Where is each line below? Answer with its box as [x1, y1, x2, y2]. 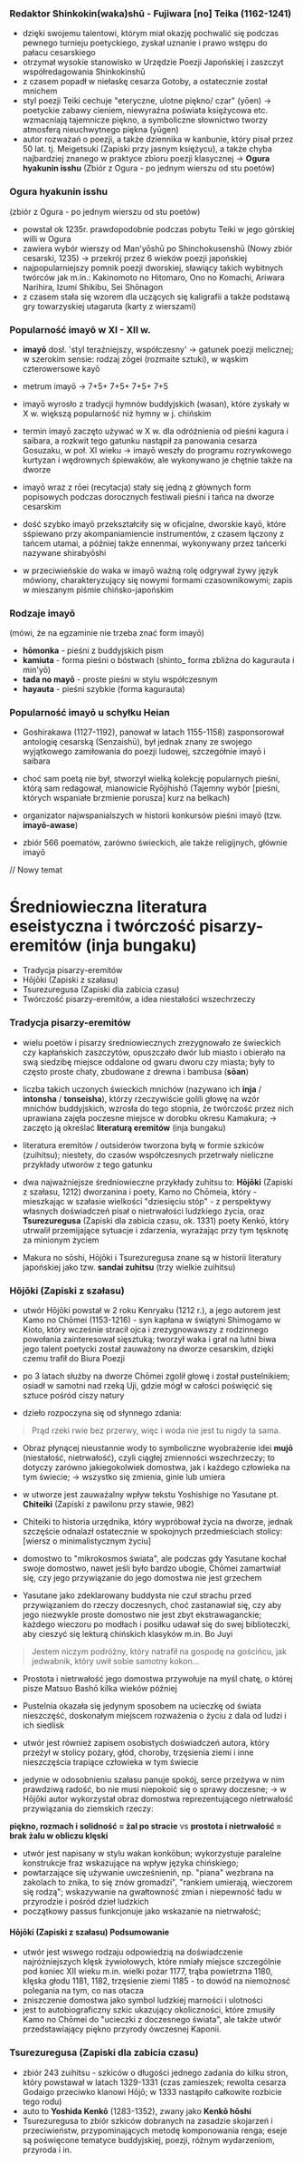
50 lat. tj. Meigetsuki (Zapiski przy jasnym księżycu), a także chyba [22, 143, 273, 154]
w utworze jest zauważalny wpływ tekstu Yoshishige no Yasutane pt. [22, 1489, 279, 1500]
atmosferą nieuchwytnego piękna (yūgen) [22, 124, 179, 135]
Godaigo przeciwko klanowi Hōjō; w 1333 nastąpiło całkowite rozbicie [22, 2086, 282, 2097]
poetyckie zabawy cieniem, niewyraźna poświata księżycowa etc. [22, 105, 269, 116]
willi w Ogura [22, 233, 71, 244]
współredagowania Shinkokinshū [22, 66, 147, 77]
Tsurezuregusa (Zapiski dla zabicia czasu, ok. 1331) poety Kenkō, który [22, 1214, 289, 1226]
